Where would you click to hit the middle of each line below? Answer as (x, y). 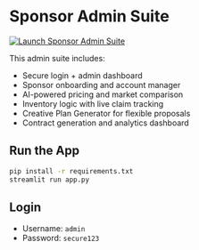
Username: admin (54, 229)
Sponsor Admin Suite (89, 16)
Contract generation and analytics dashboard (105, 123)
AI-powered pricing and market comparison (103, 94)
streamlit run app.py (50, 180)
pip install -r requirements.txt (71, 171)
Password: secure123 (61, 238)
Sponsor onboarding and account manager (101, 85)
